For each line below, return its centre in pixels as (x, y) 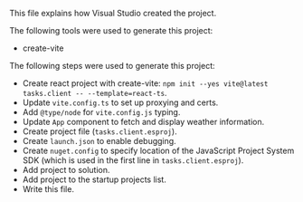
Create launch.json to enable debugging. (99, 141)
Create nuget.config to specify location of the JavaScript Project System (158, 150)
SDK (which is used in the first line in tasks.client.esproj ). (133, 160)
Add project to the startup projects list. (95, 179)
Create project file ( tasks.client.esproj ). (100, 131)
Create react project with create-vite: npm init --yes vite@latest (145, 83)
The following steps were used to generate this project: (112, 66)
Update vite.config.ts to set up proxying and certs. (120, 102)
